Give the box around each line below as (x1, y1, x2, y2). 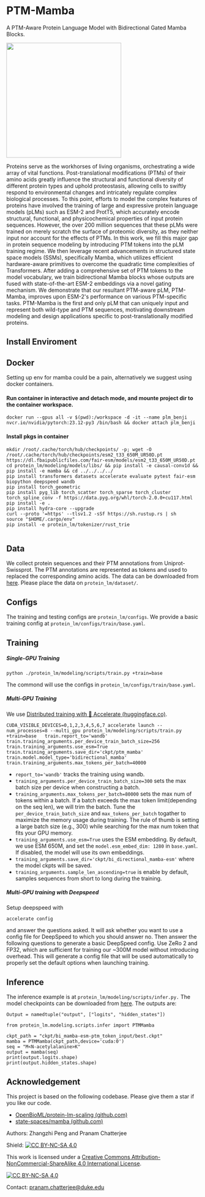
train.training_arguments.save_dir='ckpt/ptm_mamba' (6, 749, 144, 755)
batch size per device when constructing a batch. (15, 783, 141, 791)
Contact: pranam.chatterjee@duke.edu (6, 1184, 105, 1191)
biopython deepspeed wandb (6, 479, 75, 485)
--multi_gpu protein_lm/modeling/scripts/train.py (50, 728, 182, 734)
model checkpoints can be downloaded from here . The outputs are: (6, 1000, 177, 1007)
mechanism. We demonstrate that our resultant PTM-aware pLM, (6, 286, 170, 294)
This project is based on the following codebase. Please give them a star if (6, 1093, 195, 1100)
